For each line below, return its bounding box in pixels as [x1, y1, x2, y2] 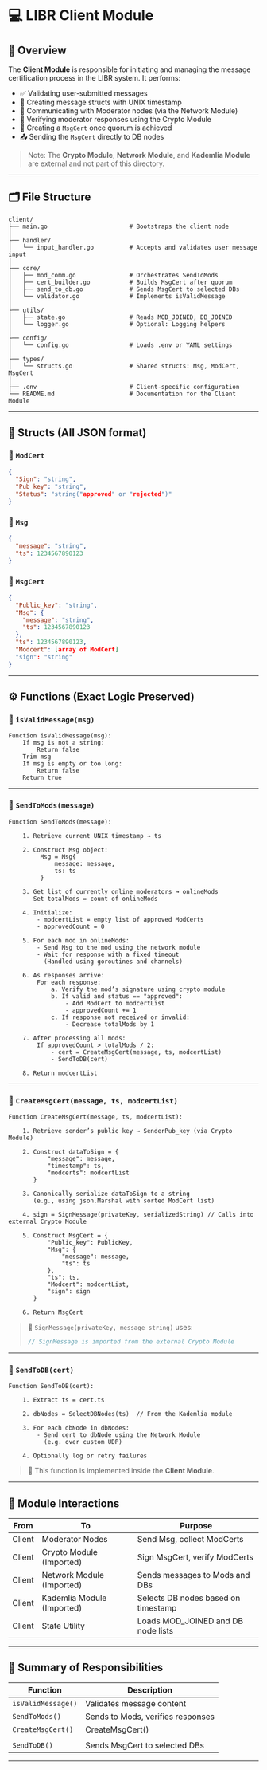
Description [126, 1684, 173, 1695]
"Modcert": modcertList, [47, 1280, 130, 1288]
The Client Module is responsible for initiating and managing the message [8, 65, 251, 74]
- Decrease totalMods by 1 [64, 1020, 155, 1029]
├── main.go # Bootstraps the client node [8, 222, 229, 230]
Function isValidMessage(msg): [8, 732, 112, 740]
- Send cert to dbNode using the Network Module [37, 1431, 201, 1439]
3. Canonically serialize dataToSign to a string [22, 1190, 191, 1198]
